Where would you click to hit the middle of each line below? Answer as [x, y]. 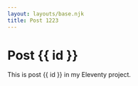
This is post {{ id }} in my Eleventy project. [69, 75]
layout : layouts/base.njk [46, 14]
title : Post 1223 [33, 20]
